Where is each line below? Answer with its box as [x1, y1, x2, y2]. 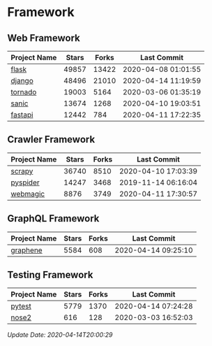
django [10, 76, 33, 85]
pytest [10, 301, 31, 311]
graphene [10, 245, 43, 255]
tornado [10, 87, 37, 96]
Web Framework [7, 32, 80, 44]
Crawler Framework [7, 134, 96, 145]
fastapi [10, 110, 33, 120]
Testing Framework [7, 269, 93, 281]
